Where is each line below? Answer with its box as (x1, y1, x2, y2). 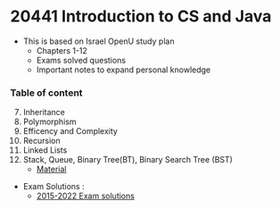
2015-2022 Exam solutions (36, 190, 135, 202)
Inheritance (22, 107, 66, 118)
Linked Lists (22, 145, 68, 155)
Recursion (22, 136, 61, 146)
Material (36, 163, 67, 175)
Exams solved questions (36, 54, 127, 65)
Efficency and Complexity (22, 126, 119, 137)
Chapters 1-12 (36, 45, 88, 55)
